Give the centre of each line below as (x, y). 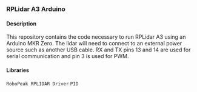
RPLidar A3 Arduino (36, 9)
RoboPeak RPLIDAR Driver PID (42, 84)
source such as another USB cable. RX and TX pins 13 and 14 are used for (98, 50)
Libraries (18, 70)
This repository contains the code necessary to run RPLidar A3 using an (96, 37)
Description (22, 24)
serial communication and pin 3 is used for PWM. (68, 56)
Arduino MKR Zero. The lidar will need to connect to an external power (94, 44)
